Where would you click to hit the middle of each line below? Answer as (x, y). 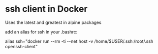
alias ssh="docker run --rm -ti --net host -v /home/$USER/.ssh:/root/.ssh (79, 41)
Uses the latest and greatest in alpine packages (53, 22)
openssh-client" (21, 46)
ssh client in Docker (46, 9)
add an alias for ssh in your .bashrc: (41, 32)
